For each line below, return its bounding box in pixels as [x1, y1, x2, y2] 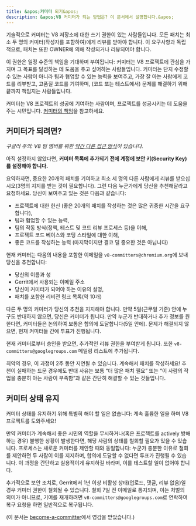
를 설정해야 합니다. [6, 163, 49, 170]
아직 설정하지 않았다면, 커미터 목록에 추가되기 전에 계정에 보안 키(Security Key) [6, 155, 187, 162]
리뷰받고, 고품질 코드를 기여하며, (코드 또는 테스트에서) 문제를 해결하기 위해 [16, 80, 188, 87]
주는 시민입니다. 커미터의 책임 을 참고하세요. [6, 107, 105, 114]
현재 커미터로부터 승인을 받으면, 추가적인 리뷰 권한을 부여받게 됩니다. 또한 [6, 340, 173, 347]
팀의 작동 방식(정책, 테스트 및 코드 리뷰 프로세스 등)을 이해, [14, 224, 148, 231]
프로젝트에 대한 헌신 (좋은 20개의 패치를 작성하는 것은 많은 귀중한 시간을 [14, 202, 180, 209]
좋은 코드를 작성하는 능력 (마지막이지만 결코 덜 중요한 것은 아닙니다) [14, 239, 169, 246]
